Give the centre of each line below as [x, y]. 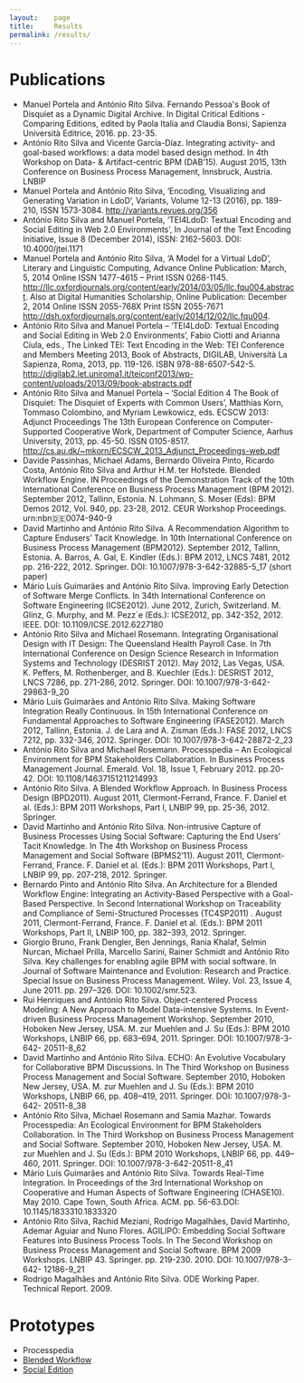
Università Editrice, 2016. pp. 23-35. [90, 133]
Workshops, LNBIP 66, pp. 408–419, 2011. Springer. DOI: [128, 1096]
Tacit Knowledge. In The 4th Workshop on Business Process [135, 846]
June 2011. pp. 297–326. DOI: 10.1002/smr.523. [109, 990]
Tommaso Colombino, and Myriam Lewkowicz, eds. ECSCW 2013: [146, 412]
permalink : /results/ [50, 34]
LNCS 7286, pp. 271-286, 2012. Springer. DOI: [108, 682]
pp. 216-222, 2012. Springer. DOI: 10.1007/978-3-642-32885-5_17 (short [157, 567]
